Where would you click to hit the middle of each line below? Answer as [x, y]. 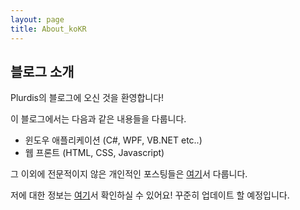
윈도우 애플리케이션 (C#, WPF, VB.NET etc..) [113, 140]
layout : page [37, 19]
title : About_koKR [48, 29]
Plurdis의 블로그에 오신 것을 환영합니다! [87, 98]
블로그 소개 [42, 71]
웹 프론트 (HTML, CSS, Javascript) [94, 153]
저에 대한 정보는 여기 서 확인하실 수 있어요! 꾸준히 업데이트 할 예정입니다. [150, 195]
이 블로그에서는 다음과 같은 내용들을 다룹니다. [98, 119]
